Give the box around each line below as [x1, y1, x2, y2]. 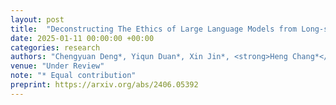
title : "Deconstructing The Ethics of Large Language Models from [10, 24, 298, 34]
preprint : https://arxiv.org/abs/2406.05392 [10, 80, 199, 90]
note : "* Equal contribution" [10, 71, 137, 81]
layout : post [10, 14, 65, 25]
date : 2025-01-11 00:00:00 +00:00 [10, 33, 155, 43]
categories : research [10, 42, 101, 53]
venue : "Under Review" [10, 61, 105, 71]
